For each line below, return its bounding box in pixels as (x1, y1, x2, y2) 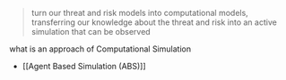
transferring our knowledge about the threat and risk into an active (30, 17, 278, 28)
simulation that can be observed (30, 27, 151, 36)
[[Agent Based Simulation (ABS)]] (22, 61, 146, 71)
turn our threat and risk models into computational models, (30, 8, 248, 18)
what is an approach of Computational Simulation (9, 44, 191, 54)
